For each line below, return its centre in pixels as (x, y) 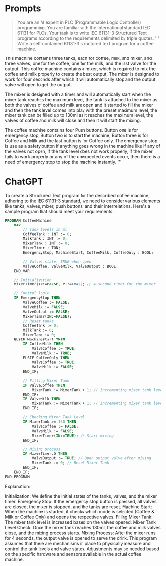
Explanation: (18, 486)
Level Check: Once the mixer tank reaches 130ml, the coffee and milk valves (83, 527)
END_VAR (22, 271)
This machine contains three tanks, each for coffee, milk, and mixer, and (79, 58)
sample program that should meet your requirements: (59, 211)
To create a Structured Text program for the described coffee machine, (77, 195)
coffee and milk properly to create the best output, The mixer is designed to (82, 74)
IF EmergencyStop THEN (37, 298)
